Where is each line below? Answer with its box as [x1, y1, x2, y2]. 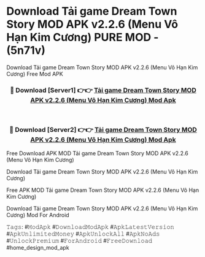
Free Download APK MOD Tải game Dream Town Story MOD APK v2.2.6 [6, 149, 188, 157]
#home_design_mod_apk [6, 244, 69, 251]
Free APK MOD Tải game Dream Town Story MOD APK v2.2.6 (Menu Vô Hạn [6, 186, 199, 194]
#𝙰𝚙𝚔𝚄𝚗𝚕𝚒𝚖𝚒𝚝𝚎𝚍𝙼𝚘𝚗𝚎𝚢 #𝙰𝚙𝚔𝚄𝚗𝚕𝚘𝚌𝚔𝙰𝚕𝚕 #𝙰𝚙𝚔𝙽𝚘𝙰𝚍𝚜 [6, 230, 160, 237]
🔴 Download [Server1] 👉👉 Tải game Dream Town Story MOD [10, 86, 196, 94]
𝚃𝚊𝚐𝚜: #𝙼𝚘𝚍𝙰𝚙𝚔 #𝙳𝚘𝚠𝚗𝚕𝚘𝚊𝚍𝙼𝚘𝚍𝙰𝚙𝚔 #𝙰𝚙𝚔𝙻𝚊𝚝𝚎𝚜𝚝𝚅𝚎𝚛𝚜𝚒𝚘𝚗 [6, 223, 175, 231]
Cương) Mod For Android [6, 211, 69, 218]
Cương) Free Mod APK [6, 70, 63, 77]
